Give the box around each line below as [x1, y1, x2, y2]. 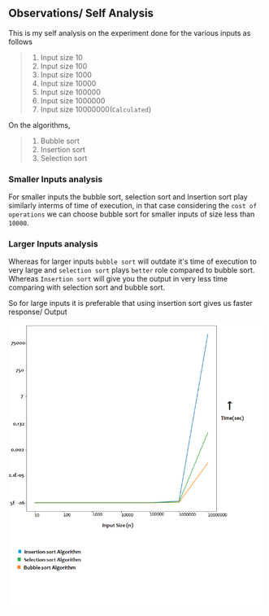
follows [8, 37, 33, 46]
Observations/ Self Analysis [8, 7, 154, 20]
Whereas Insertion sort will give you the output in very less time [8, 274, 228, 284]
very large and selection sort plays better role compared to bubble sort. [8, 265, 255, 275]
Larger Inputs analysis [8, 238, 99, 250]
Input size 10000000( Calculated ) [40, 104, 152, 114]
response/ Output [8, 307, 67, 317]
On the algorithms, [8, 120, 71, 129]
